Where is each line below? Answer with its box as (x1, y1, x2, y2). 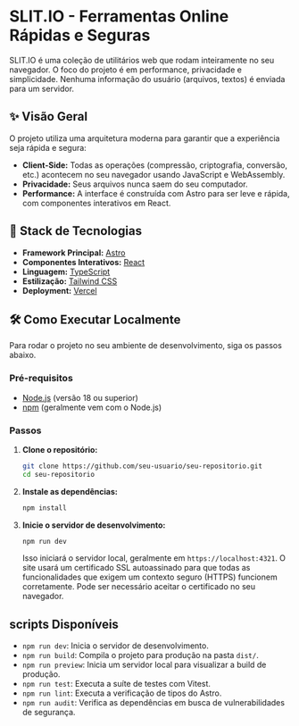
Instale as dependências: (21, 486, 118, 497)
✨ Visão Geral (9, 109, 87, 124)
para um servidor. (9, 83, 74, 94)
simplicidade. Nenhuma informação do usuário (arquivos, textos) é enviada (9, 73, 286, 84)
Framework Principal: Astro (21, 247, 126, 258)
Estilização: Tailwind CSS (21, 275, 118, 287)
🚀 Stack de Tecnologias (9, 223, 143, 238)
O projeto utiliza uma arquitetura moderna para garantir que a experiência (9, 132, 280, 144)
